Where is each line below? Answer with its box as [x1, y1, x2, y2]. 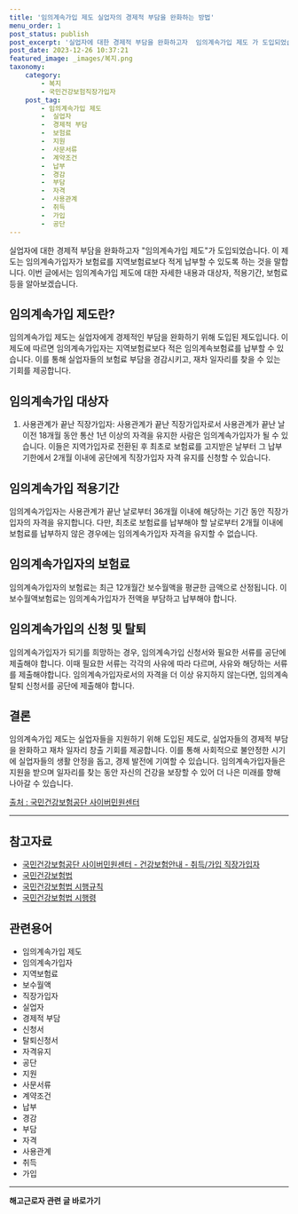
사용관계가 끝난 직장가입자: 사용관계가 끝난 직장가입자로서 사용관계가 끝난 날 [21, 419, 286, 430]
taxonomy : [9, 63, 46, 72]
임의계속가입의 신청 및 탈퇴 [9, 622, 146, 637]
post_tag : [25, 95, 62, 105]
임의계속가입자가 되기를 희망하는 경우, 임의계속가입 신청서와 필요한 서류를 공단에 [9, 647, 286, 657]
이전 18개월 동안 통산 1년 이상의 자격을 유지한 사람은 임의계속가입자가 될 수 [21, 430, 279, 440]
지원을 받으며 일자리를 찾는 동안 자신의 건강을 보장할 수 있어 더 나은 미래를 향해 [9, 767, 281, 778]
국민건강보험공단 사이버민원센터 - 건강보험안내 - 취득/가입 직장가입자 [21, 859, 260, 870]
